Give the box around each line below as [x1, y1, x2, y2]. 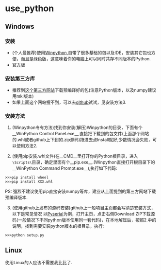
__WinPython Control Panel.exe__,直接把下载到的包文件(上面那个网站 [12, 131, 149, 137]
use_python [5, 3, 54, 14]
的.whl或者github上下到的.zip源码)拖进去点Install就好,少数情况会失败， [12, 137, 153, 143]
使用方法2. [16, 143, 38, 149]
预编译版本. [5, 195, 28, 200]
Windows [5, 22, 34, 31]
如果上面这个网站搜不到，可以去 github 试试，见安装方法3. [12, 99, 127, 105]
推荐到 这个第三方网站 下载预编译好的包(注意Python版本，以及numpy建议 [12, 87, 157, 93]
